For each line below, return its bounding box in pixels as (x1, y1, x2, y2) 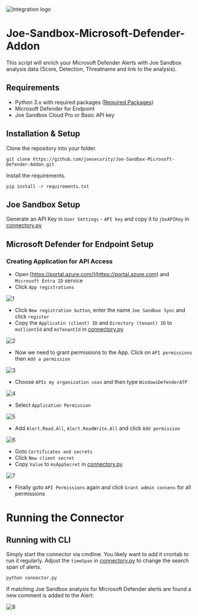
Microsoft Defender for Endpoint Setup (6, 239, 154, 249)
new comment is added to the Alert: (6, 592, 94, 599)
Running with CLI (6, 535, 71, 545)
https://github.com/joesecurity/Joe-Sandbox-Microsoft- (32, 156, 175, 162)
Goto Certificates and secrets (14, 448, 93, 455)
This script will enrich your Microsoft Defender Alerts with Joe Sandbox (6, 59, 182, 66)
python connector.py (6, 575, 58, 581)
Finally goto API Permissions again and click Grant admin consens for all (14, 484, 191, 491)
